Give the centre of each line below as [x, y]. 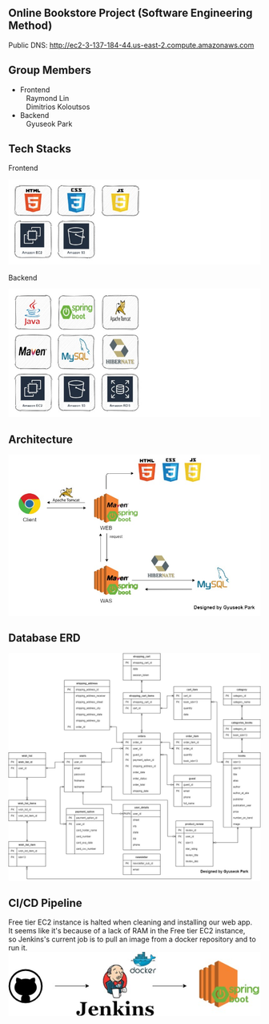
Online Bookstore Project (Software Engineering [130, 13]
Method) [30, 26]
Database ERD [44, 638]
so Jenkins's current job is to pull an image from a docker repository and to [132, 939]
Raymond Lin [48, 98]
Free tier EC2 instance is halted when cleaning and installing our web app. [130, 922]
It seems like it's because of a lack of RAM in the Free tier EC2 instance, [127, 931]
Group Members [50, 70]
